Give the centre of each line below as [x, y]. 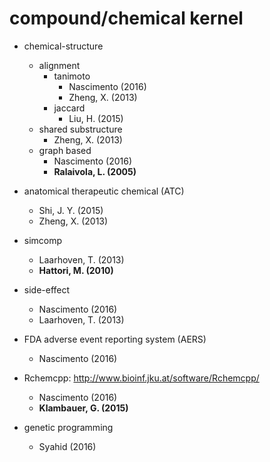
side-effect [47, 289]
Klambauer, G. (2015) [83, 408]
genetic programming [68, 427]
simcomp [43, 240]
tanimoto [72, 76]
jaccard [69, 108]
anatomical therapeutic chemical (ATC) [104, 191]
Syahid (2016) [67, 446]
